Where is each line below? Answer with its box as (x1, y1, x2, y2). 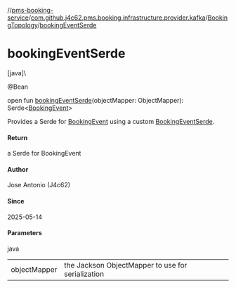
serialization (64, 269, 104, 279)
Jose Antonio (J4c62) (7, 181, 71, 189)
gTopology (7, 21, 38, 29)
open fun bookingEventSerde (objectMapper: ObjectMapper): (7, 96, 184, 104)
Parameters (7, 229, 42, 237)
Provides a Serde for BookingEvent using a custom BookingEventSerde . (7, 117, 215, 125)
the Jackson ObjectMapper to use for (64, 260, 188, 270)
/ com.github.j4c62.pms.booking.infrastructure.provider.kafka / (28, 13, 209, 22)
